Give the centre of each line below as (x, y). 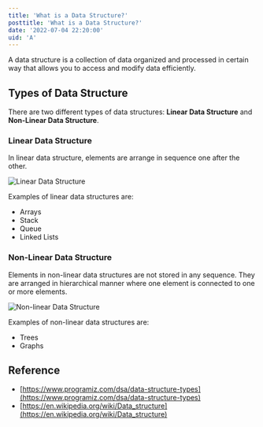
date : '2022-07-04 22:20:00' (56, 30)
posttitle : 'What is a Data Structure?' (76, 23)
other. (18, 166)
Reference (34, 371)
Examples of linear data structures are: (71, 197)
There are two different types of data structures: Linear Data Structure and (130, 112)
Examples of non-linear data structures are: (79, 322)
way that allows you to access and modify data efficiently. (102, 69)
